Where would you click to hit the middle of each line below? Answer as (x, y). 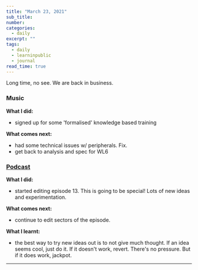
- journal (23, 61)
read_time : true (26, 66)
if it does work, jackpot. (43, 255)
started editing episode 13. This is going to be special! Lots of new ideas (102, 191)
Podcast (18, 166)
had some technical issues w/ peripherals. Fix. (71, 145)
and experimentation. (40, 197)
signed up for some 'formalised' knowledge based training (86, 122)
